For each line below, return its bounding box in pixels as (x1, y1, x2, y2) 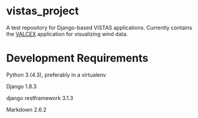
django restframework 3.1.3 (6, 94, 74, 101)
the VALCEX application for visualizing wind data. (6, 30, 128, 37)
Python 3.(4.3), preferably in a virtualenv (6, 71, 106, 78)
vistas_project (6, 4, 79, 18)
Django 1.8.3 (6, 83, 37, 90)
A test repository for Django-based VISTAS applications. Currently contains (6, 24, 193, 31)
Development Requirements (6, 52, 149, 65)
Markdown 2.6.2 (6, 106, 47, 113)
